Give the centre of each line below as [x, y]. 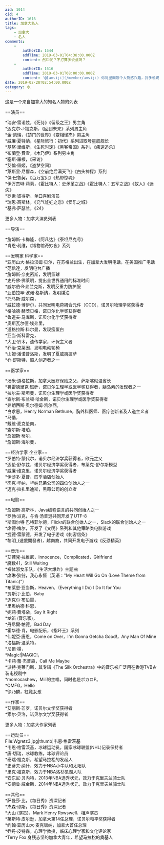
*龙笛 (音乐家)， [21, 618]
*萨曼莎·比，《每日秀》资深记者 [36, 800]
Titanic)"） [16, 581]
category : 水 [18, 87]
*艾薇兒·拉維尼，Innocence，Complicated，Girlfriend [59, 557]
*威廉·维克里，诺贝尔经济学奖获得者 [41, 470]
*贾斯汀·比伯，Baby [25, 593]
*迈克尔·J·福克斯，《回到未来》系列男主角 [46, 128]
